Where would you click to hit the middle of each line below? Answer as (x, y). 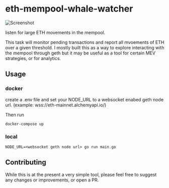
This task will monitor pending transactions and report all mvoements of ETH (85, 42)
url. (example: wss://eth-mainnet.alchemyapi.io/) (56, 105)
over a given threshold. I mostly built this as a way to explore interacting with (85, 47)
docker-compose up (24, 124)
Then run (15, 114)
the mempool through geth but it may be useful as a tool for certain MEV (80, 53)
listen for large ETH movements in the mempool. (55, 32)
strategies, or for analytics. (33, 58)
